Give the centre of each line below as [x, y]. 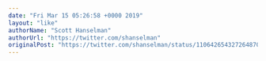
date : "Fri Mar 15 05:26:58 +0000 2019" [76, 15]
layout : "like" [33, 23]
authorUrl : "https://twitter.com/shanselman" [84, 38]
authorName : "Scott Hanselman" [60, 30]
